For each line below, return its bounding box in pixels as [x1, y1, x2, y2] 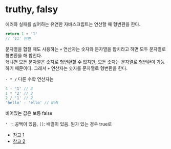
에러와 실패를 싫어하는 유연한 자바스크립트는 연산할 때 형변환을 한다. [5, 21, 141, 27]
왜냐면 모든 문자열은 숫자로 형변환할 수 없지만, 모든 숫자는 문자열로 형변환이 [5, 59, 156, 65]
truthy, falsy [5, 4, 58, 15]
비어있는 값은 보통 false [5, 110, 53, 116]
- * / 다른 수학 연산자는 [5, 76, 54, 82]
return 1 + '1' [5, 31, 38, 36]
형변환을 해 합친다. [5, 52, 42, 58]
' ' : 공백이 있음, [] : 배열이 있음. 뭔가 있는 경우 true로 [5, 121, 112, 127]
